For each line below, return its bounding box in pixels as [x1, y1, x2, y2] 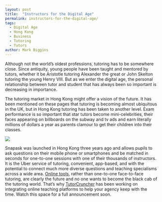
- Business [9, 34, 31, 39]
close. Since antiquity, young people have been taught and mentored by [5, 66, 148, 72]
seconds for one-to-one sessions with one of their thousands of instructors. [5, 155, 157, 161]
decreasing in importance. [5, 87, 58, 92]
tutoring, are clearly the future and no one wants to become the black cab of [5, 176, 158, 182]
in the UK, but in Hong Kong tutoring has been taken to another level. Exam [5, 106, 155, 112]
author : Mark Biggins [5, 47, 49, 52]
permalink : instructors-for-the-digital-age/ [5, 16, 98, 21]
